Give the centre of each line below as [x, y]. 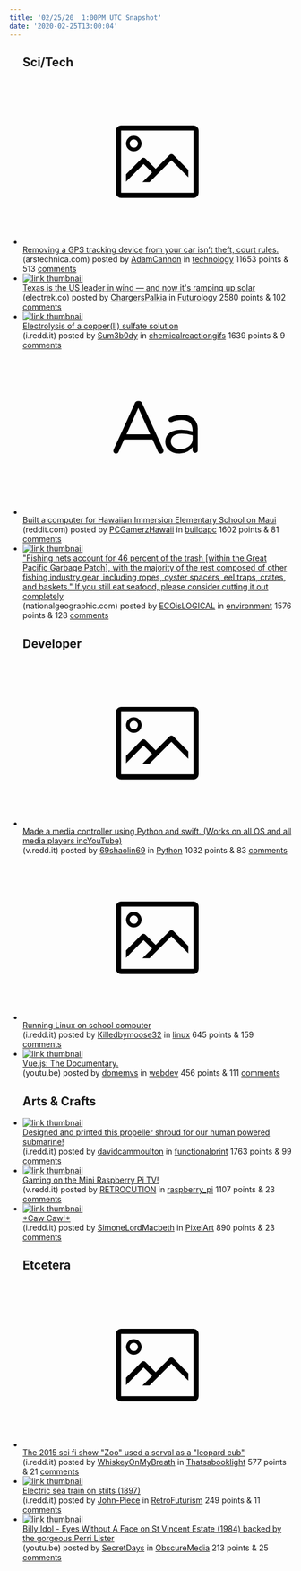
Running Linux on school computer [87, 1026]
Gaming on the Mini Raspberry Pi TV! [90, 1180]
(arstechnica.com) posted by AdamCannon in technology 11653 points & [155, 259]
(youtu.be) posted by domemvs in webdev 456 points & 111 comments [151, 1073]
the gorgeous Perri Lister [68, 1539]
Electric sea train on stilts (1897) [82, 1491]
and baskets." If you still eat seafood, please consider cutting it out [145, 587]
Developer [52, 644]
